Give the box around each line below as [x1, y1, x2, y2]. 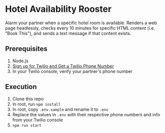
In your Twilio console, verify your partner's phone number [12, 68, 133, 74]
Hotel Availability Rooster [5, 3, 112, 15]
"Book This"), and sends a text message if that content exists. [5, 30, 131, 36]
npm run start [12, 123, 42, 128]
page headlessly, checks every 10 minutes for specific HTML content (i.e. [5, 25, 155, 31]
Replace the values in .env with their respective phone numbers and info [12, 111, 161, 117]
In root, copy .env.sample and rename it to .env [12, 106, 109, 112]
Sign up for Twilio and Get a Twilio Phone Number [12, 63, 114, 69]
